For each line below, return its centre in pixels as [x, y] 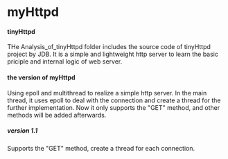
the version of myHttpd [41, 77]
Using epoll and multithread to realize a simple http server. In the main [107, 93]
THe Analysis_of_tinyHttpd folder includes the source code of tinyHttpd [109, 47]
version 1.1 [23, 131]
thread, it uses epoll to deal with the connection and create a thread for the [114, 100]
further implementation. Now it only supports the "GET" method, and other [114, 107]
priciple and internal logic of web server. [65, 62]
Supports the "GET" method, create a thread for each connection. [101, 148]
